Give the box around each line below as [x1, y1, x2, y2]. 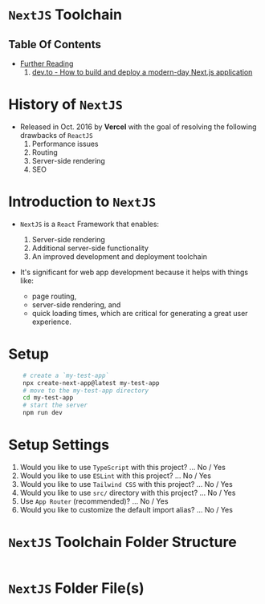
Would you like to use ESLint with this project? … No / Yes [19, 471, 211, 480]
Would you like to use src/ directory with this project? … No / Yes [19, 488, 236, 497]
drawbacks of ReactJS [19, 130, 94, 140]
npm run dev [22, 409, 63, 417]
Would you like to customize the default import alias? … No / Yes [19, 505, 233, 514]
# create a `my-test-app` [22, 371, 110, 379]
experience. [31, 317, 72, 326]
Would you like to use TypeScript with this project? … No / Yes [19, 463, 226, 472]
